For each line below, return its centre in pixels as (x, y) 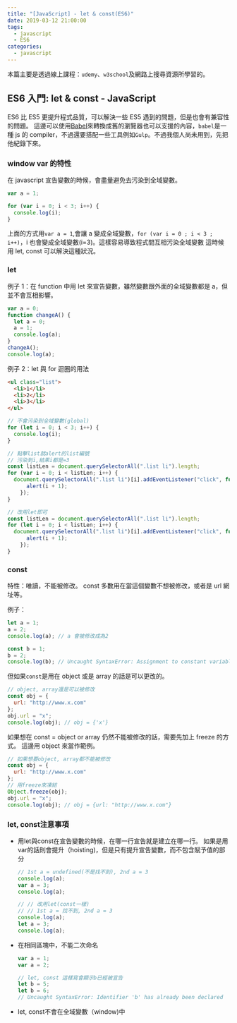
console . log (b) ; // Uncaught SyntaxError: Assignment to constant (107, 662)
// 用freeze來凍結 (32, 785)
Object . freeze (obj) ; (38, 792)
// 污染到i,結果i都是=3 (38, 460)
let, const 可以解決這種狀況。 (57, 251)
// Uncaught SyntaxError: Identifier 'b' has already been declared (120, 998)
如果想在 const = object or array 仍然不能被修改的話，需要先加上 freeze (111, 737)
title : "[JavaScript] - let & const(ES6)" (71, 14)
